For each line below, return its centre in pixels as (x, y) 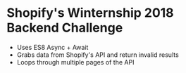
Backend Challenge (65, 28)
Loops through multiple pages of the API (75, 62)
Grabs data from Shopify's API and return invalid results (98, 55)
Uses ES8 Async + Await (52, 47)
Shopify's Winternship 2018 (90, 13)
